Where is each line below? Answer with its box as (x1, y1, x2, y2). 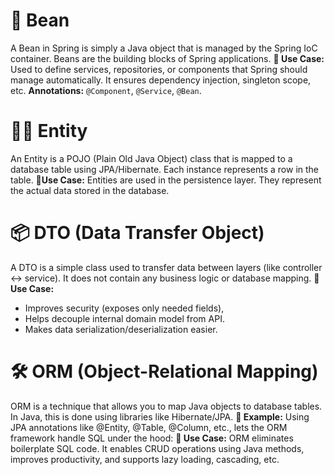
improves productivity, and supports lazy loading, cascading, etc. (10, 453, 280, 465)
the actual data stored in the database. (10, 184, 170, 196)
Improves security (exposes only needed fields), (24, 302, 225, 314)
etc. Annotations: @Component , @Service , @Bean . (10, 84, 202, 96)
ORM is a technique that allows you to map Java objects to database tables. (10, 400, 323, 412)
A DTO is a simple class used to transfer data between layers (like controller (10, 261, 323, 273)
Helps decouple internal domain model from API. (24, 312, 225, 324)
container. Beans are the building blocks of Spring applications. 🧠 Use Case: (10, 52, 325, 64)
